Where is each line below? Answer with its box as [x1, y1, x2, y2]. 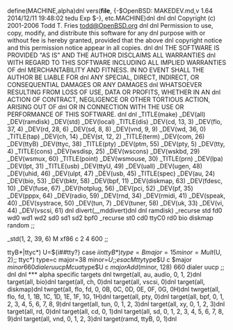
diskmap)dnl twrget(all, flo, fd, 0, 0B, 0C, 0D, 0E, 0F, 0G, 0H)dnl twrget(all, [7, 285, 220, 293]
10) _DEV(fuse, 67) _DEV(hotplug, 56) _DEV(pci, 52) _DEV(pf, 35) [7, 184, 193, 192]
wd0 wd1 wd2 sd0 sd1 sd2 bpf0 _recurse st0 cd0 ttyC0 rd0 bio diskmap [7, 214, 214, 222]
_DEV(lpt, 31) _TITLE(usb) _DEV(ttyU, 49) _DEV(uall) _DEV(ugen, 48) [7, 162, 203, 170]
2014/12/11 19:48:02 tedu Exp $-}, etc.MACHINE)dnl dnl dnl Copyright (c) [7, 14, 216, 22]
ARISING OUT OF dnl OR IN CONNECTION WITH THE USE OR [7, 103, 184, 111]
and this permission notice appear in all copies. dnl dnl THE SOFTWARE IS [7, 44, 220, 52]
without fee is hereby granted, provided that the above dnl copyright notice [7, 36, 223, 45]
